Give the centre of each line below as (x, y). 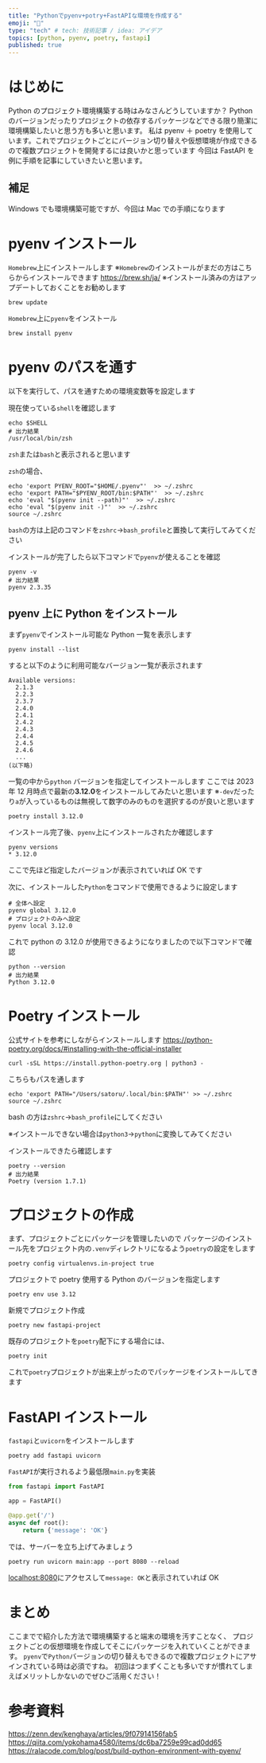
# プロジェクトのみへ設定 (44, 919)
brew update (28, 302)
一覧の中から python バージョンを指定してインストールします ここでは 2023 (131, 781)
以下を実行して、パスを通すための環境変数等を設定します (102, 390)
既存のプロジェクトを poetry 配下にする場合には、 (89, 1341)
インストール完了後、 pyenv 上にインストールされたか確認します (111, 832)
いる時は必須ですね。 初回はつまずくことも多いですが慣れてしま (148, 1666)
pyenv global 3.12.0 (42, 910)
